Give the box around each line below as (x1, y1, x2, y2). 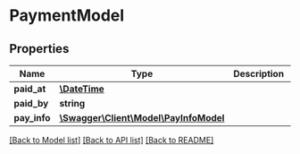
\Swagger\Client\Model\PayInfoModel (59, 112, 225, 124)
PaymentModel (9, 5, 125, 26)
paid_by (13, 98, 49, 109)
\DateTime (59, 82, 104, 95)
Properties (9, 41, 70, 56)
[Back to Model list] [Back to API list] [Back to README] (9, 135, 214, 145)
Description (233, 68, 284, 80)
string (59, 98, 86, 109)
